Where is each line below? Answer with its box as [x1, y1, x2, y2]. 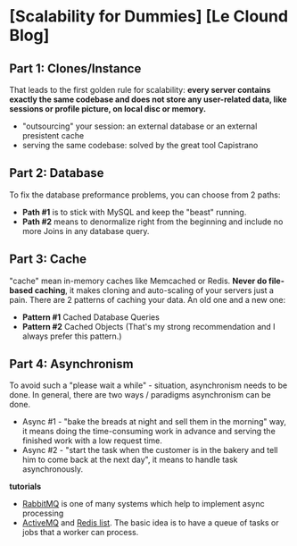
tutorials [9, 481, 42, 492]
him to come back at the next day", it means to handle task [21, 454, 238, 466]
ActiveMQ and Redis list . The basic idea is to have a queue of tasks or [21, 517, 279, 528]
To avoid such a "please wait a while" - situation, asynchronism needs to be [9, 380, 288, 391]
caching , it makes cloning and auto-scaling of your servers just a [34, 284, 275, 296]
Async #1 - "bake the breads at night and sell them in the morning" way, [21, 416, 287, 427]
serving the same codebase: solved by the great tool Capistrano [21, 140, 259, 150]
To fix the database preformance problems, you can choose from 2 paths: [9, 189, 281, 200]
